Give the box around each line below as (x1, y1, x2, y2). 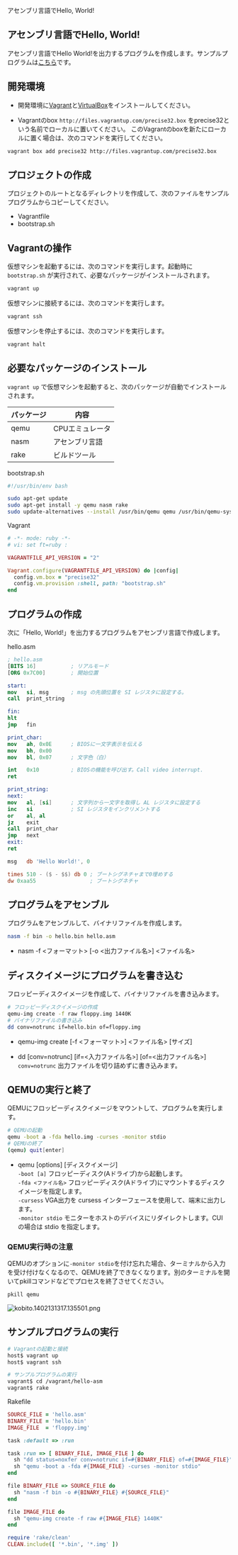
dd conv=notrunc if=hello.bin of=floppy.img (7, 1023, 141, 1031)
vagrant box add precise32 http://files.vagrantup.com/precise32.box (7, 147, 217, 154)
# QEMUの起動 (7, 1127, 42, 1134)
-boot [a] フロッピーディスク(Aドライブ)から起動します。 (17, 1169, 186, 1177)
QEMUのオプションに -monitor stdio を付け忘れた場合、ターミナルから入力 (7, 1260, 226, 1268)
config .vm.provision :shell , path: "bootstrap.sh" (13, 580, 166, 587)
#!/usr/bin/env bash (7, 482, 69, 490)
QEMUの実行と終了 (7, 1083, 92, 1096)
